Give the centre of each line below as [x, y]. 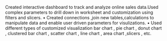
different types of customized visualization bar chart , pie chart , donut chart [83, 28]
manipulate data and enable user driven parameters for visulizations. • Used [83, 23]
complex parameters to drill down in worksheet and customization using [79, 12]
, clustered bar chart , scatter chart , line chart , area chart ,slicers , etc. [79, 33]
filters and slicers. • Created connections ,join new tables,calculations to [80, 18]
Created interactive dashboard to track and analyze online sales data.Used [82, 7]
